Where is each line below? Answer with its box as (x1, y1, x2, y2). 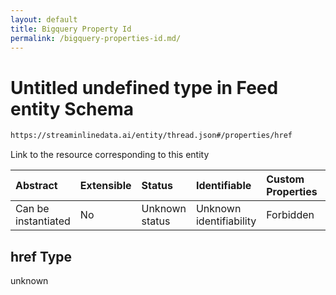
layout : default (10, 14, 78, 25)
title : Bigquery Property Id (10, 24, 132, 34)
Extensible (79, 179, 132, 193)
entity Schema (10, 97, 135, 120)
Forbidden (266, 208, 315, 222)
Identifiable (195, 179, 252, 193)
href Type (10, 248, 73, 265)
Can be (15, 202, 50, 216)
